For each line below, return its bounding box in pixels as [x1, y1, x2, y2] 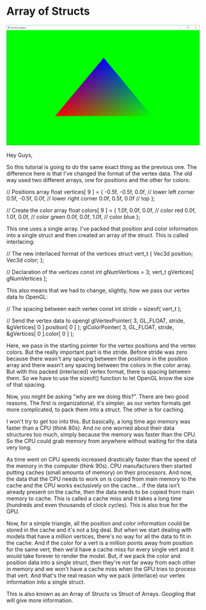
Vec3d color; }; [6, 256, 45, 264]
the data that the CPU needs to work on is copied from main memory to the [6, 475, 196, 482]
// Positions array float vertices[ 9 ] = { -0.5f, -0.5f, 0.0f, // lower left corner [6, 188, 195, 196]
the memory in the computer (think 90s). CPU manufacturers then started [6, 462, 192, 470]
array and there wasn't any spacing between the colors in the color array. [6, 362, 192, 369]
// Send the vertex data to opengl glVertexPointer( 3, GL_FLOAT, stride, [6, 317, 185, 324]
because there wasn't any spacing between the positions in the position [6, 355, 188, 362]
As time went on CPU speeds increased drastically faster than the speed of [6, 456, 196, 463]
